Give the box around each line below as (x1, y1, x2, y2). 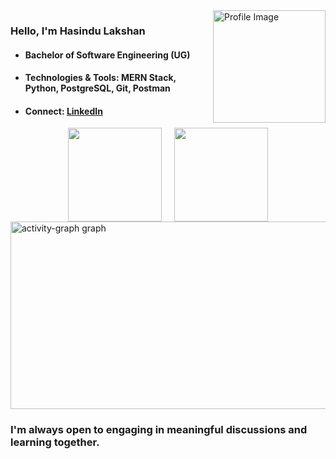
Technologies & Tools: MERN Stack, (24, 72, 177, 84)
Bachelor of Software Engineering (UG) (24, 49, 191, 61)
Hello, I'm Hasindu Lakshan (10, 24, 146, 38)
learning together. (10, 435, 100, 449)
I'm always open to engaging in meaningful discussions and (10, 423, 308, 437)
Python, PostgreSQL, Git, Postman (24, 82, 171, 94)
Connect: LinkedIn (24, 105, 103, 117)
